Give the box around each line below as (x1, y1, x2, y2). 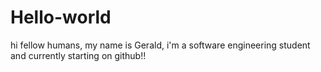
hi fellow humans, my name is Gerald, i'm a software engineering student (10, 39, 311, 51)
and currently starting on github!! (10, 49, 147, 61)
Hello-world (10, 6, 112, 29)
